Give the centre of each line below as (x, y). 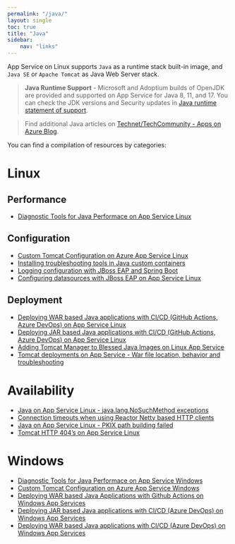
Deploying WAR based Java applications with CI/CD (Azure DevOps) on (121, 525)
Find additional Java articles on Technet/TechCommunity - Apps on (123, 124)
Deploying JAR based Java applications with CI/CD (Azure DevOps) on (120, 510)
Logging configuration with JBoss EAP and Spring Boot (98, 270)
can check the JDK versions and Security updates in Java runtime (121, 103)
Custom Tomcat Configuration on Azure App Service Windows (108, 488)
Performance (37, 199)
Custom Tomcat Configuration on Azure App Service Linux (103, 255)
